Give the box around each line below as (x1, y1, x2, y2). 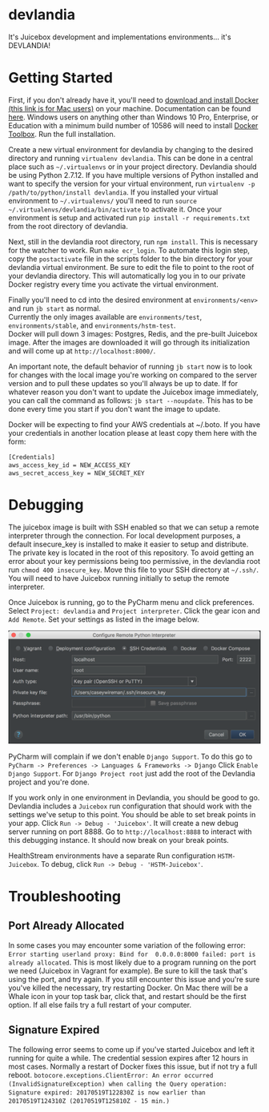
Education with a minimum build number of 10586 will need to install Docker (8, 120, 259, 130)
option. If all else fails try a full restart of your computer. (8, 1000, 192, 1009)
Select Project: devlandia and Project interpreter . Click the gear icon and (8, 606, 260, 615)
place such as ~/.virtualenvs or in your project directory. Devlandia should (8, 162, 258, 171)
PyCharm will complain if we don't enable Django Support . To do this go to (8, 751, 253, 761)
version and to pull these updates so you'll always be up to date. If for (8, 378, 239, 388)
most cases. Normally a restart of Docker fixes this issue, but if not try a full (8, 1062, 258, 1071)
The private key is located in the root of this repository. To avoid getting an (8, 547, 255, 558)
